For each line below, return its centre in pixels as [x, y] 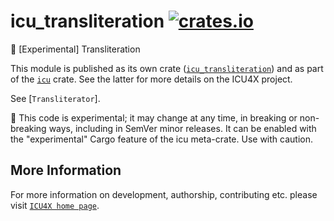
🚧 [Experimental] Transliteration [75, 49]
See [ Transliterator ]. [55, 98]
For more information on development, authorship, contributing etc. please [164, 194]
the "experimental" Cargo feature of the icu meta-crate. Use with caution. [161, 139]
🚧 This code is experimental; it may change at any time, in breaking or [154, 117]
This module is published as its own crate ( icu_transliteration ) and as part [167, 68]
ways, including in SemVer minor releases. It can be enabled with [182, 128]
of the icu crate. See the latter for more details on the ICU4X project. [151, 79]
